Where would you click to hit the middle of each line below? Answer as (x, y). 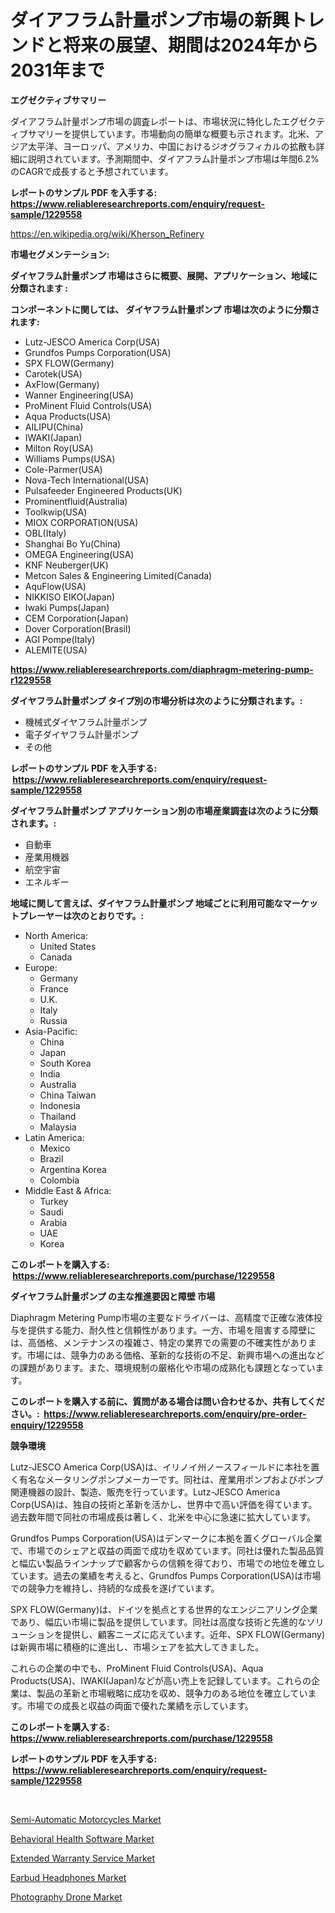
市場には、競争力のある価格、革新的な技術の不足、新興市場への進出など (175, 1355)
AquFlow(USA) (55, 586)
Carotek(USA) (53, 373)
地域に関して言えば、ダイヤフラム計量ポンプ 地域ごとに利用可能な (146, 903)
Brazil (51, 1158)
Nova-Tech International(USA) (87, 480)
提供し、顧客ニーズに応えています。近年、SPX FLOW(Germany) (193, 1634)
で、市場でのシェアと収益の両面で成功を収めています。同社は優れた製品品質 (167, 1550)
